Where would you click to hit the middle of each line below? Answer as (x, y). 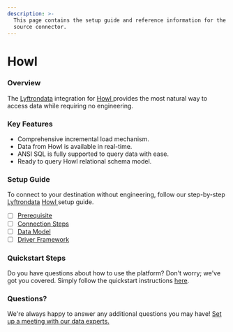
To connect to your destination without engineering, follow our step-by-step (116, 195)
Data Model (34, 231)
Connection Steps (43, 224)
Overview (24, 83)
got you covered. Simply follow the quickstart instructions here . (98, 281)
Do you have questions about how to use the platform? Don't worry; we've (114, 273)
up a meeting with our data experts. (58, 322)
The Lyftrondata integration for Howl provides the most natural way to (107, 98)
